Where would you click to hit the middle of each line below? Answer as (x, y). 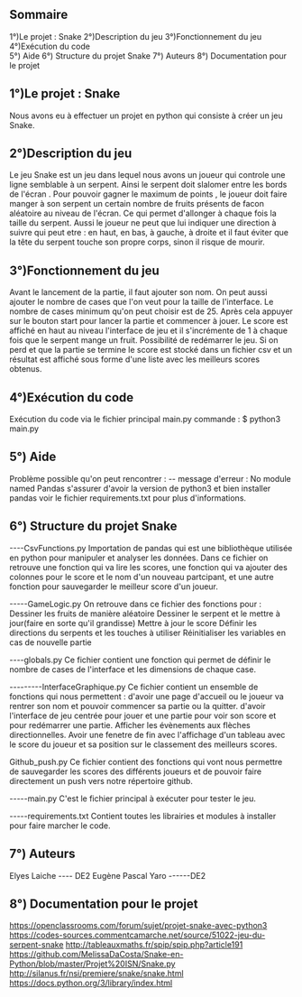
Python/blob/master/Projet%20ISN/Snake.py (92, 964)
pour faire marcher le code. (60, 826)
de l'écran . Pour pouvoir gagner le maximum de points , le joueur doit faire (148, 194)
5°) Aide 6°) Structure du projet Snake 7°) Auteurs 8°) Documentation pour (148, 55)
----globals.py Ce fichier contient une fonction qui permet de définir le (140, 660)
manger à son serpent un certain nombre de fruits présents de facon (137, 204)
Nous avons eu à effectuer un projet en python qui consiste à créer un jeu (146, 115)
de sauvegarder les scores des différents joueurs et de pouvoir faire (136, 771)
